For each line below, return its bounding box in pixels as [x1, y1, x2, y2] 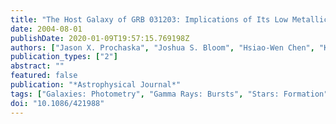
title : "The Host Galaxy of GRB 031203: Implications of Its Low [10, 14, 288, 25]
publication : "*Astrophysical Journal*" [10, 80, 182, 90]
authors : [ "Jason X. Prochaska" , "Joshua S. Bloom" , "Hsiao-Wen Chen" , [10, 42, 315, 53]
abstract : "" [10, 61, 65, 71]
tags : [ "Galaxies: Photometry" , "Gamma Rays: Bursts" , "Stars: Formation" [10, 89, 329, 99]
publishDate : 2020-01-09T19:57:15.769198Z [10, 33, 190, 43]
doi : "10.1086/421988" [10, 98, 105, 108]
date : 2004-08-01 [10, 24, 83, 34]
